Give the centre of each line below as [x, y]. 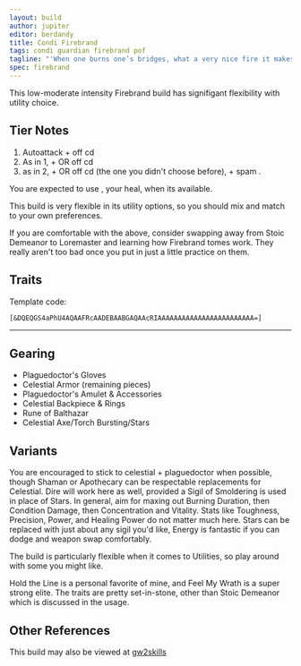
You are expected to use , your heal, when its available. [111, 188]
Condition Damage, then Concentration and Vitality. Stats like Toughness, [145, 510]
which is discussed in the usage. [69, 602]
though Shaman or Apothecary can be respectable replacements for [135, 482]
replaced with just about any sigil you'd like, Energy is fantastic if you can [145, 530]
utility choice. [34, 102]
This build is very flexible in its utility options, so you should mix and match [147, 206]
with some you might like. [56, 566]
